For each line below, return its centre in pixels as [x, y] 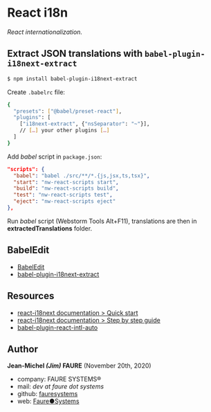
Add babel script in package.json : [55, 156]
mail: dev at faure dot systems [61, 386]
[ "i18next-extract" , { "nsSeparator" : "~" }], [85, 124]
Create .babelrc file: [36, 92]
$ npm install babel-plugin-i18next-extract [72, 79]
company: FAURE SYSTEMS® [59, 379]
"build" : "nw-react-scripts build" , [66, 188]
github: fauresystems [47, 394]
